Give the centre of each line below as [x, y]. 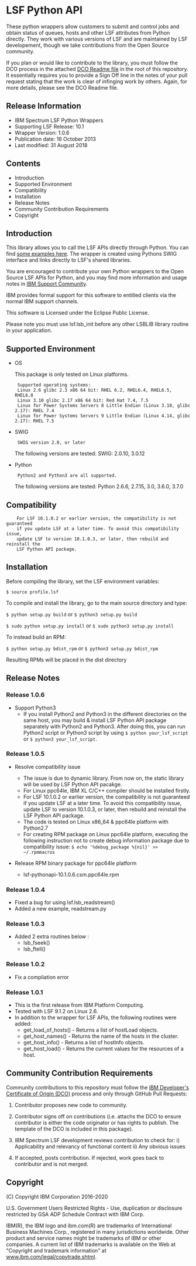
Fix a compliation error [42, 977]
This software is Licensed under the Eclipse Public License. [78, 313]
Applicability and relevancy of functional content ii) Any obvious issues [100, 1146]
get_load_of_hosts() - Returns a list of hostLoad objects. [91, 1030]
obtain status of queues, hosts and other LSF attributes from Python [88, 32]
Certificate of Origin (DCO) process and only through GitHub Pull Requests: [97, 1094]
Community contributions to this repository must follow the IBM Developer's [97, 1087]
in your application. [29, 330]
